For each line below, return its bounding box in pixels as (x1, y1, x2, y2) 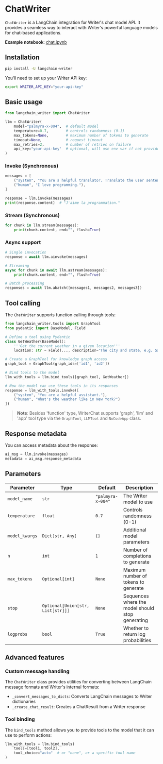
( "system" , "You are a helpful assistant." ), (14, 392, 108, 397)
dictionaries (12, 698, 36, 705)
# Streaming (5, 263, 29, 268)
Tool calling (5, 299, 41, 307)
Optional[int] (42, 576, 75, 581)
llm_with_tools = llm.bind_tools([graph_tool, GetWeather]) (5, 374, 130, 379)
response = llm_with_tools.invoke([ (5, 388, 79, 393)
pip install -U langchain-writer (5, 66, 73, 71)
